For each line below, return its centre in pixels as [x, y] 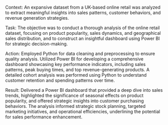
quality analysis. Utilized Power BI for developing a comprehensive [74, 59]
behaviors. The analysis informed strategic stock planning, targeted [75, 106]
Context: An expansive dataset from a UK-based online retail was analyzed [83, 7]
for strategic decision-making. [37, 44]
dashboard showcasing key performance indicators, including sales [76, 64]
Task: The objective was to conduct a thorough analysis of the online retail [82, 28]
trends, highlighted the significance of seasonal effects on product [74, 96]
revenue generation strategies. [37, 18]
